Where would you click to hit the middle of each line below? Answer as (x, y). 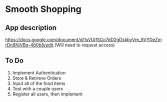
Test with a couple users (38, 88)
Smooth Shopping (43, 9)
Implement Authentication (39, 72)
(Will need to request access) (84, 45)
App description (31, 28)
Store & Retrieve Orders (37, 78)
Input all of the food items (39, 83)
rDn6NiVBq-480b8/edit (29, 45)
